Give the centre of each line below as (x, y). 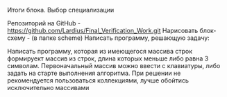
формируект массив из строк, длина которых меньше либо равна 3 (108, 58)
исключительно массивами (48, 88)
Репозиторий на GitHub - (44, 23)
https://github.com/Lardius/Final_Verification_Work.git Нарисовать (103, 31)
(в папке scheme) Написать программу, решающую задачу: (120, 38)
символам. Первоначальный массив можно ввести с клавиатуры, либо (114, 66)
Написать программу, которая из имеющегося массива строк (100, 51)
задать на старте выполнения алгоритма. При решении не (94, 73)
